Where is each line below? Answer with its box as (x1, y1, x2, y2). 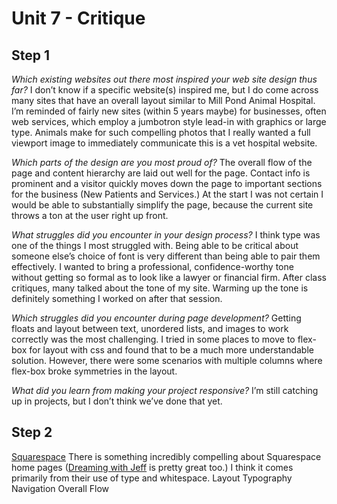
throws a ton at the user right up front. (11, 210, 169, 221)
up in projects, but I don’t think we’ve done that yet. (11, 395, 223, 407)
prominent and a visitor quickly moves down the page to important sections (11, 178, 323, 189)
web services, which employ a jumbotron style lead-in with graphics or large (11, 116, 327, 127)
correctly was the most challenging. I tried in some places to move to (11, 333, 296, 345)
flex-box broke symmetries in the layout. (11, 365, 178, 377)
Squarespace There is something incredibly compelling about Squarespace (11, 450, 322, 462)
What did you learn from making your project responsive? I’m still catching (11, 385, 319, 396)
